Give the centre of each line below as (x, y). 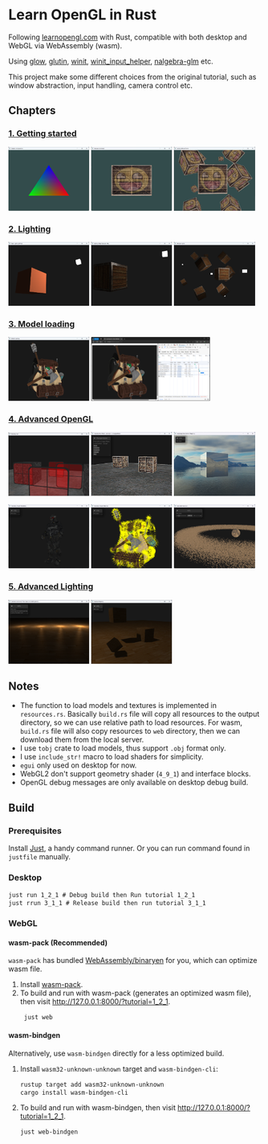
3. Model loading (42, 323)
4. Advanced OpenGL (51, 419)
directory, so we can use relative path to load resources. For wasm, (131, 722)
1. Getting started (43, 134)
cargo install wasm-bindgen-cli (74, 1093)
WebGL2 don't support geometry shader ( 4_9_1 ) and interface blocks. (135, 774)
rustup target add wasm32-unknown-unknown (92, 1084)
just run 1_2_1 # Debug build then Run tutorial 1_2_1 (102, 895)
